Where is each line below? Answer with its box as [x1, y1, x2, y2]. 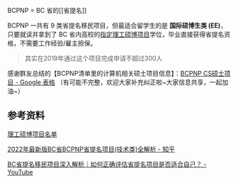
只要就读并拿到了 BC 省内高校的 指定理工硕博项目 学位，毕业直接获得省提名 [7, 30, 225, 38]
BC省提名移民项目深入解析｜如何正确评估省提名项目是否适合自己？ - [7, 160, 207, 168]
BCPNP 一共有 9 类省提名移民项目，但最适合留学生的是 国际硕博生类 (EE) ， [7, 21, 227, 30]
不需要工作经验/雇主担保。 [19, 39, 97, 48]
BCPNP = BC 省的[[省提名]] [7, 6, 87, 14]
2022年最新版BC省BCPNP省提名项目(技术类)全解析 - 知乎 [7, 145, 176, 153]
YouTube [7, 167, 33, 176]
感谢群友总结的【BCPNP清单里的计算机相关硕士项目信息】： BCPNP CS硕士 [7, 70, 225, 77]
